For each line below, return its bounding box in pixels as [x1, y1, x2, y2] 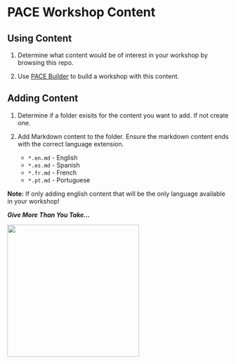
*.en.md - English [27, 153, 78, 162]
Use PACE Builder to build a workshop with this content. [17, 72, 179, 80]
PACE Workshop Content [7, 4, 156, 20]
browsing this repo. [17, 58, 74, 67]
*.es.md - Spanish [27, 161, 80, 169]
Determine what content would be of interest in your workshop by [17, 51, 209, 59]
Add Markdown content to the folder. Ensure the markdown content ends [17, 132, 230, 141]
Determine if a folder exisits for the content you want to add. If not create [17, 111, 229, 120]
